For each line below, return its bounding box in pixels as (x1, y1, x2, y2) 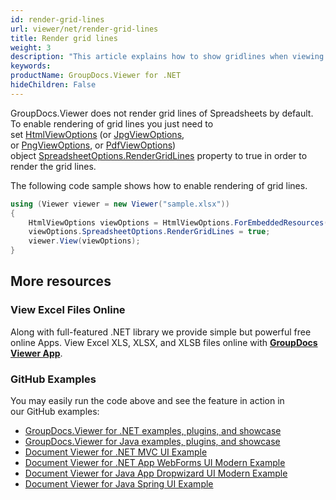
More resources (10, 273, 112, 290)
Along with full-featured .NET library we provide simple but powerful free (10, 326, 312, 338)
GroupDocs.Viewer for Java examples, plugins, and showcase (24, 435, 281, 447)
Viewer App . (10, 347, 63, 359)
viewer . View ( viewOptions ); (28, 236, 141, 246)
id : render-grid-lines (10, 14, 105, 25)
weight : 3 (10, 42, 52, 53)
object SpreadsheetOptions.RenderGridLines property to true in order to (10, 149, 308, 161)
